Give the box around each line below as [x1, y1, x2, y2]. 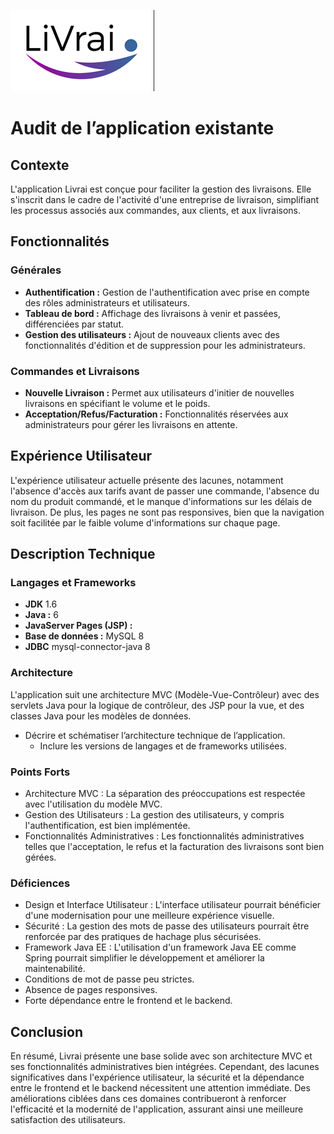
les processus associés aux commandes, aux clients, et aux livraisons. [10, 205, 301, 216]
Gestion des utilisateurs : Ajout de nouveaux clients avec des [24, 328, 280, 340]
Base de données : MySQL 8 [24, 630, 145, 642]
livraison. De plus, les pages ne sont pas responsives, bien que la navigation [10, 506, 325, 518]
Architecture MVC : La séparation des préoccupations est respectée [24, 788, 306, 800]
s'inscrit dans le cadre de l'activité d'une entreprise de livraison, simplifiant [10, 194, 320, 205]
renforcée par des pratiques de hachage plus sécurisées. [24, 931, 262, 943]
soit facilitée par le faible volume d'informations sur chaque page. [10, 516, 281, 529]
